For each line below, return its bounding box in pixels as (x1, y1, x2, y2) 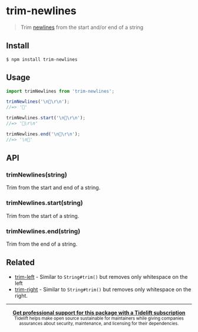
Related (6, 258, 35, 268)
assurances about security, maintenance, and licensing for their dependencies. (19, 320, 179, 326)
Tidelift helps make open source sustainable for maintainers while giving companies (14, 315, 184, 321)
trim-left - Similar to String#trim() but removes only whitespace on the (14, 273, 188, 280)
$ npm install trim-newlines (6, 56, 78, 63)
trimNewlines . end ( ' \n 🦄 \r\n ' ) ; (6, 131, 81, 137)
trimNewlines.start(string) (6, 199, 84, 207)
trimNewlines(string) (6, 171, 68, 178)
